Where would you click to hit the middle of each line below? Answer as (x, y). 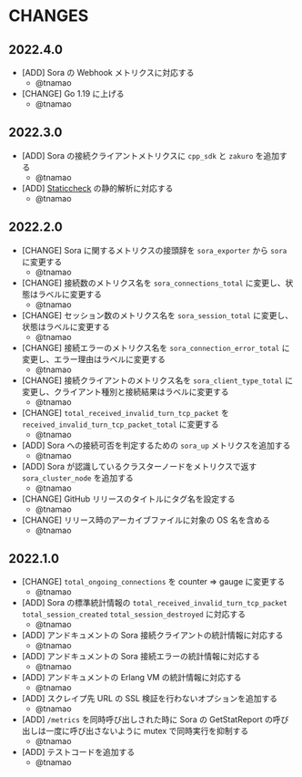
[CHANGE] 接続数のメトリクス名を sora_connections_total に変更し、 (153, 283)
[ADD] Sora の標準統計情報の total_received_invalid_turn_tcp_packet (155, 603)
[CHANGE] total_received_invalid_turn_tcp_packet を (125, 412)
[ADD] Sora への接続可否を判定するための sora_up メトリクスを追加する (156, 445)
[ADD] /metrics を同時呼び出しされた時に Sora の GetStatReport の (147, 720)
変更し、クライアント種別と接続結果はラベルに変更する (125, 391)
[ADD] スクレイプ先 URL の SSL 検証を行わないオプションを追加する (150, 699)
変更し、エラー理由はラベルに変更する (93, 359)
